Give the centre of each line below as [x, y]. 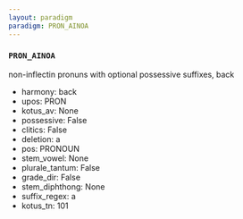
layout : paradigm [41, 17]
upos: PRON [44, 101]
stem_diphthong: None [63, 186]
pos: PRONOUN [50, 148]
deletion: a [41, 139]
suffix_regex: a [49, 196]
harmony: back [49, 91]
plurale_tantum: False [60, 167]
